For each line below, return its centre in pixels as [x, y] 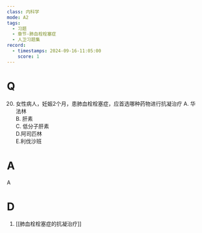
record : [17, 46]
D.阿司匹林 [29, 133]
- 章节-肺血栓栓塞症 [34, 34]
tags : [14, 23]
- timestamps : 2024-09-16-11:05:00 [57, 51]
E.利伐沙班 [29, 141]
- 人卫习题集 [26, 40]
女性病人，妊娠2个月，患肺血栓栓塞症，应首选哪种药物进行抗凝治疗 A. [102, 103]
